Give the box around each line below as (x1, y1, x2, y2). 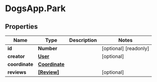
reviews (7, 69, 27, 76)
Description (69, 37, 98, 43)
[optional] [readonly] (101, 45, 150, 52)
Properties (5, 22, 38, 31)
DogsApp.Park (5, 3, 66, 14)
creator (7, 53, 25, 60)
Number (38, 45, 58, 52)
